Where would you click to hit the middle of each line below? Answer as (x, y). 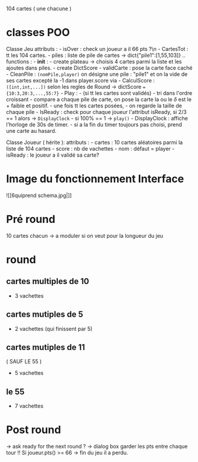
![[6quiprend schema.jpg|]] (39, 195)
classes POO (38, 33)
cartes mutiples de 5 (45, 315)
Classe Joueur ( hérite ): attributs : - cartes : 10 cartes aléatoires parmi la (95, 142)
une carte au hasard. (31, 130)
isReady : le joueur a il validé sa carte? (53, 155)
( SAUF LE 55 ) (24, 362)
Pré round (31, 219)
